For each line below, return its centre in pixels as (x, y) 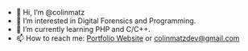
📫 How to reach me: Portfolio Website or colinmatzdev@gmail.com (128, 38)
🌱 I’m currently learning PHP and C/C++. (83, 29)
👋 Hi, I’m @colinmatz (50, 12)
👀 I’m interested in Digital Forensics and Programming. (106, 21)
